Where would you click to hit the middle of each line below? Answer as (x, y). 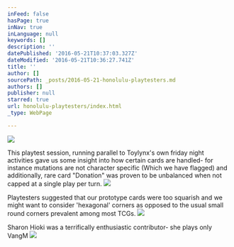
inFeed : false (28, 14)
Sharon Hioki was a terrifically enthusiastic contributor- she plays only (110, 227)
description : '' (31, 47)
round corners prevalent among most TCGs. (72, 213)
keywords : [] (27, 40)
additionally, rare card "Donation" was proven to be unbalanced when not (115, 175)
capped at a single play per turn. (55, 183)
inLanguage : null (33, 34)
